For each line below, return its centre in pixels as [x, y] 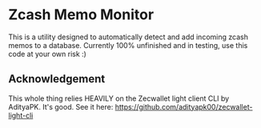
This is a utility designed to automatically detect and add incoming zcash [128, 37]
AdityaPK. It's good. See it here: [61, 106]
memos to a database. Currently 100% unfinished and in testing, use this [128, 45]
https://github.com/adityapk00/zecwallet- [184, 106]
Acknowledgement [57, 79]
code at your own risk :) [47, 54]
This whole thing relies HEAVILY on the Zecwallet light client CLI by [119, 98]
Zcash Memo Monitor [81, 15]
